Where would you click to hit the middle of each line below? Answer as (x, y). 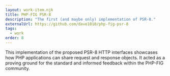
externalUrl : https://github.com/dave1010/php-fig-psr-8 (67, 24)
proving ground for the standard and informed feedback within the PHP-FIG (84, 63)
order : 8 (15, 38)
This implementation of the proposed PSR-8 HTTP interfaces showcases (81, 52)
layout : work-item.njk (29, 10)
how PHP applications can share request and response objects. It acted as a (85, 57)
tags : (11, 29)
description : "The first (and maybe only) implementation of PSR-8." (81, 19)
